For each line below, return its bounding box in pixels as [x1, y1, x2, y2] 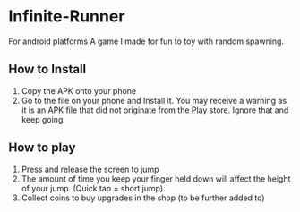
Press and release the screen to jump [21, 164, 159, 174]
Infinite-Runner [8, 6, 125, 27]
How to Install [8, 62, 87, 77]
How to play [8, 140, 76, 156]
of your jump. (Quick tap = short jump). [21, 182, 167, 193]
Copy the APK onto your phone [21, 85, 137, 96]
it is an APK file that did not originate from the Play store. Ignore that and [21, 105, 289, 115]
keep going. [21, 114, 66, 124]
